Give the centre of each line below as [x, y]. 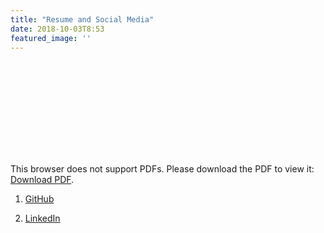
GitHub [39, 199]
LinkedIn [42, 218]
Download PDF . [42, 180]
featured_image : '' [51, 38]
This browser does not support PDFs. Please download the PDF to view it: [162, 169]
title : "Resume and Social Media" [82, 19]
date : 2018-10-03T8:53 [57, 29]
